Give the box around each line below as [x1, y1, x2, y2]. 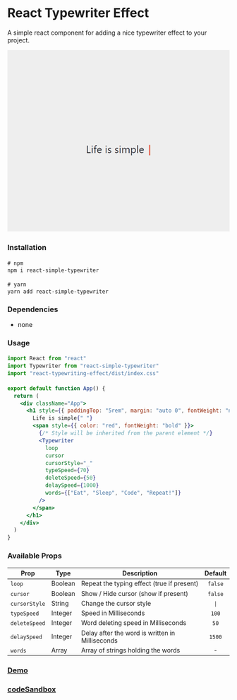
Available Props [7, 551, 62, 561]
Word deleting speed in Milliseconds [80, 619, 187, 627]
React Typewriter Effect [7, 5, 150, 21]
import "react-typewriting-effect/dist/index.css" [7, 370, 159, 377]
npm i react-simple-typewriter [7, 267, 99, 274]
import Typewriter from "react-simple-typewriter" [7, 362, 159, 369]
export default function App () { [7, 384, 106, 392]
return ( [13, 392, 39, 399]
